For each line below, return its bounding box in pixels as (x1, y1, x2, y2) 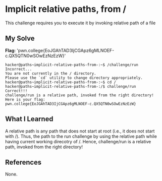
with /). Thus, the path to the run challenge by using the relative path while (5, 133, 157, 139)
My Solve (5, 34, 35, 43)
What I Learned (5, 115, 54, 123)
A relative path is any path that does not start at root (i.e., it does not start (5, 128, 155, 134)
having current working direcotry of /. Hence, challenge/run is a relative (5, 138, 151, 144)
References (5, 158, 42, 167)
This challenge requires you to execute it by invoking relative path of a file (5, 20, 156, 26)
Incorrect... (5, 66, 32, 71)
